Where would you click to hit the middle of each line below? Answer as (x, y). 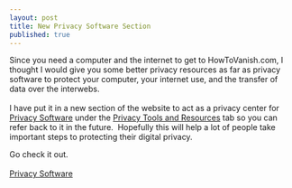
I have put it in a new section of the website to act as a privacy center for (144, 108)
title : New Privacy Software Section (80, 26)
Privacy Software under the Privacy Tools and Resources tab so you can (143, 117)
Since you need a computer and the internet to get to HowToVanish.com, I (146, 61)
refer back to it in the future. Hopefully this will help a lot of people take (143, 127)
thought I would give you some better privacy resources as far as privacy (145, 70)
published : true (40, 34)
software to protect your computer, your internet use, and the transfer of (144, 80)
